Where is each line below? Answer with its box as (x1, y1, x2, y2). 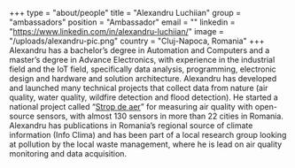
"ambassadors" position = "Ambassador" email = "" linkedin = (9, 17, 236, 27)
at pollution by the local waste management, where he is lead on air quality (9, 139, 283, 149)
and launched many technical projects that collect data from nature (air (9, 83, 268, 93)
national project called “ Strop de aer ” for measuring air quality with (9, 102, 253, 111)
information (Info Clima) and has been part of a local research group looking (9, 130, 287, 140)
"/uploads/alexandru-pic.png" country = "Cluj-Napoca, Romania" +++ (9, 35, 265, 46)
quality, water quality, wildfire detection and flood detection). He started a (9, 92, 279, 103)
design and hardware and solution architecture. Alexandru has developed (9, 73, 277, 83)
